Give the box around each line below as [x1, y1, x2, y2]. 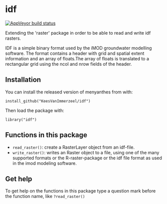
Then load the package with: [5, 107, 64, 114]
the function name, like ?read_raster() [5, 193, 85, 199]
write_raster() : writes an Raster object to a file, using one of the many [12, 149, 159, 155]
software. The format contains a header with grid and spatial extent [5, 50, 144, 56]
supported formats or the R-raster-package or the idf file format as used [12, 155, 162, 161]
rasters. [5, 35, 21, 41]
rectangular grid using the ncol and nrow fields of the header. [5, 61, 132, 67]
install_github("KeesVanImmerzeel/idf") [5, 98, 91, 104]
